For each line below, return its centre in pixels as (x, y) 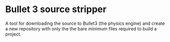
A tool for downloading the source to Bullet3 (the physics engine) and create (85, 23)
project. (13, 34)
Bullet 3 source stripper (56, 9)
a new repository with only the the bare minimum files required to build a (81, 28)
